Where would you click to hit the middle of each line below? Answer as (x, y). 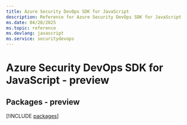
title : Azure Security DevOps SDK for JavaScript (68, 11)
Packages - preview (43, 102)
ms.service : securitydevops (40, 39)
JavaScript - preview (58, 80)
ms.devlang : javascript (35, 33)
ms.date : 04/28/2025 (31, 22)
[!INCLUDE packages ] (32, 116)
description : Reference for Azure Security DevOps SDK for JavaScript (94, 17)
